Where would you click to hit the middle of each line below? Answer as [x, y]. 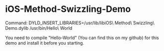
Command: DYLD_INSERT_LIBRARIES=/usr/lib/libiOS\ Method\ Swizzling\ [80, 23]
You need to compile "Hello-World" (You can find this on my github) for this [82, 38]
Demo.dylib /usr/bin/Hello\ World [39, 28]
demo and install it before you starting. [45, 43]
